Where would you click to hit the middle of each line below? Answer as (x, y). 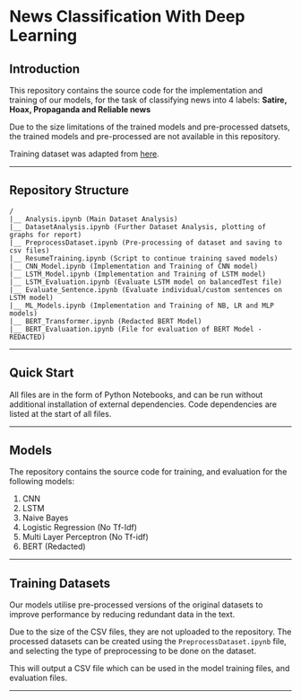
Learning (43, 35)
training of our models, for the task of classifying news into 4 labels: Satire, (148, 100)
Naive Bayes (45, 518)
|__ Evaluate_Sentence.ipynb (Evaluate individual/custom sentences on (146, 289)
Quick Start (42, 373)
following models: (42, 482)
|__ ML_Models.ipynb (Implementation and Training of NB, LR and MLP (142, 306)
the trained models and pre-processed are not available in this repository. (145, 136)
